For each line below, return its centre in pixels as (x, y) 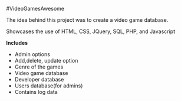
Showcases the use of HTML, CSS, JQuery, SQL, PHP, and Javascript (91, 31)
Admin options (32, 54)
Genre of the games (39, 67)
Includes (17, 43)
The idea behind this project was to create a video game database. (87, 20)
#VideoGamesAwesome (35, 9)
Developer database (39, 79)
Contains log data (36, 92)
